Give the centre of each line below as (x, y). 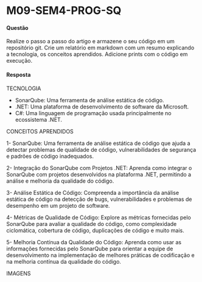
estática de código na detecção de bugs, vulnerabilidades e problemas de (99, 199)
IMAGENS (19, 273)
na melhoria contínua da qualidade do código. (64, 261)
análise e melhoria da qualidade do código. (60, 181)
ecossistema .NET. (39, 119)
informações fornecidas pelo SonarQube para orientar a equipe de (90, 249)
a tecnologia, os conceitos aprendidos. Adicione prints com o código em (97, 54)
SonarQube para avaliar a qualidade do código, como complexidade (92, 224)
